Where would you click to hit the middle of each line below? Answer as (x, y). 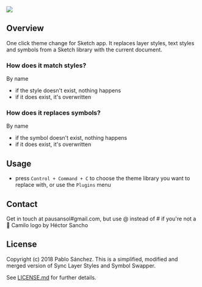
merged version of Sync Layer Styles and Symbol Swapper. (81, 266)
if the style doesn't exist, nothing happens (68, 90)
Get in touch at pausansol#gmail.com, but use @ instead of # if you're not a (101, 219)
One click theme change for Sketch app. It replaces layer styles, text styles (100, 43)
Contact (22, 204)
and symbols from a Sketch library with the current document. (85, 49)
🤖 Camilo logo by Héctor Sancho (47, 225)
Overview (25, 28)
